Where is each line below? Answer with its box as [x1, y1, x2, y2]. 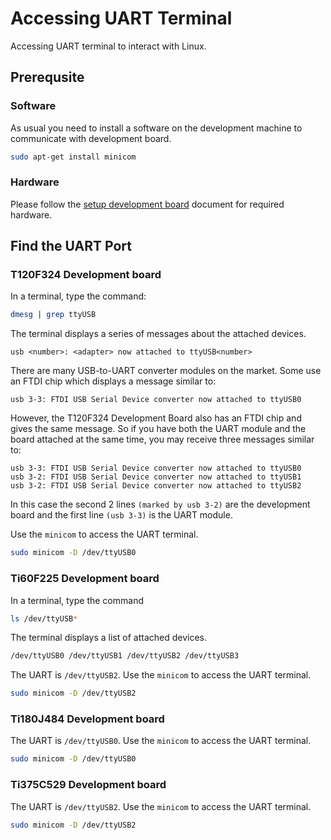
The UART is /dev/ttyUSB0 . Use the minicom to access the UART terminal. [10, 735, 312, 747]
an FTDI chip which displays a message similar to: [10, 375, 217, 387]
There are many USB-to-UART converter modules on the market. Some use [10, 365, 322, 377]
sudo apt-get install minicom [10, 152, 137, 162]
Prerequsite [10, 69, 85, 86]
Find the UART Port [10, 238, 132, 255]
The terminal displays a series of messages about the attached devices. [10, 328, 307, 340]
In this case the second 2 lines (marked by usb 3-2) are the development [10, 498, 311, 511]
